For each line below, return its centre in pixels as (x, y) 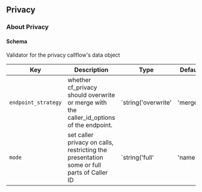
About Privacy (28, 27)
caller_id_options (91, 117)
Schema (17, 41)
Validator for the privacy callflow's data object (63, 55)
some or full (84, 165)
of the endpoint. (90, 125)
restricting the (87, 150)
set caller (81, 135)
